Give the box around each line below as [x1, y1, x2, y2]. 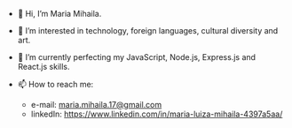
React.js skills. [17, 62, 70, 72]
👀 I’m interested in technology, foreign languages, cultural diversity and [17, 26, 279, 35]
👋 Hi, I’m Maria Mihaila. [17, 9, 102, 19]
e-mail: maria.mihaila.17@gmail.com [30, 100, 162, 109]
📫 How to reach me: [17, 79, 94, 89]
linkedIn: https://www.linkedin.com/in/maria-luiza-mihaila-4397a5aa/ [30, 109, 283, 119]
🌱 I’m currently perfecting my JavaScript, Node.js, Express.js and [17, 52, 256, 62]
